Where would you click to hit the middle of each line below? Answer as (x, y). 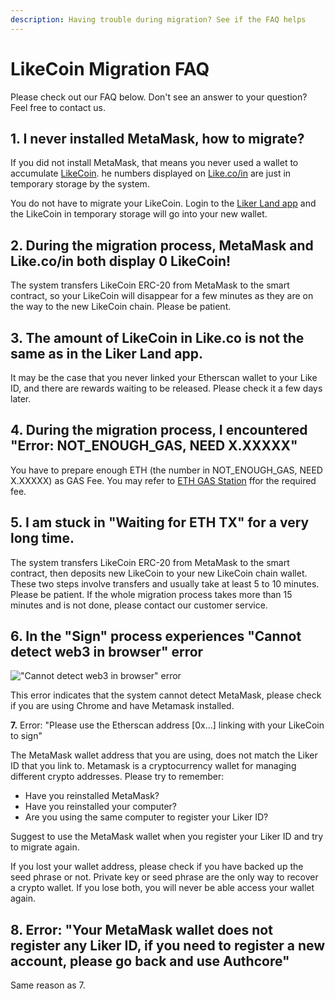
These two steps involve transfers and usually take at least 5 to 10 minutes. (165, 583)
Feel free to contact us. (58, 107)
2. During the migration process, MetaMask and (162, 245)
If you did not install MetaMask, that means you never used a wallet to (154, 163)
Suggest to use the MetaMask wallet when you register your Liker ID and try (167, 837)
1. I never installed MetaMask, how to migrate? (157, 138)
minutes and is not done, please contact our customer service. (139, 605)
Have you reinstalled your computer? (100, 807)
